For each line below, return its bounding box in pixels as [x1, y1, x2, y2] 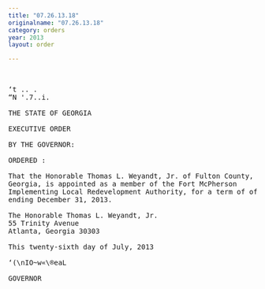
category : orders [8, 26, 65, 34]
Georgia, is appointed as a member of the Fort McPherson [8, 180, 237, 189]
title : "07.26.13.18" [8, 11, 80, 20]
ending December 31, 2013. [8, 195, 113, 205]
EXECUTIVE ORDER [8, 124, 71, 134]
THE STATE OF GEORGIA [8, 109, 92, 118]
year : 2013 [8, 33, 44, 42]
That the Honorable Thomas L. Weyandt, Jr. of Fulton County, [8, 172, 254, 181]
